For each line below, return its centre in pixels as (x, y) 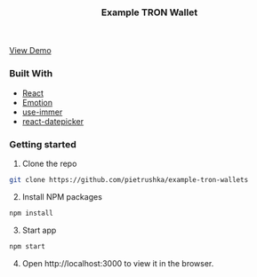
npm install (31, 213)
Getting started (43, 144)
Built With (31, 74)
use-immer (42, 112)
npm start (28, 246)
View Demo (30, 51)
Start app (39, 230)
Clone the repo (49, 163)
